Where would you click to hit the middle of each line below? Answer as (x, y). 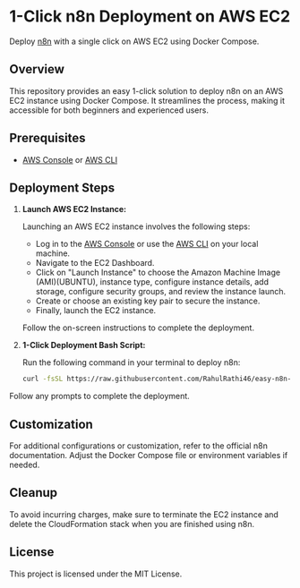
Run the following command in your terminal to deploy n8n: (131, 362)
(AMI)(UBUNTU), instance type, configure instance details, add (152, 282)
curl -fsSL (43, 379)
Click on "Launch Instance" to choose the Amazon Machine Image (158, 273)
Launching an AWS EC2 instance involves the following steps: (136, 226)
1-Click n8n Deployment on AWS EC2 (150, 17)
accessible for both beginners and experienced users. (109, 110)
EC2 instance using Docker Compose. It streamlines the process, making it (147, 100)
